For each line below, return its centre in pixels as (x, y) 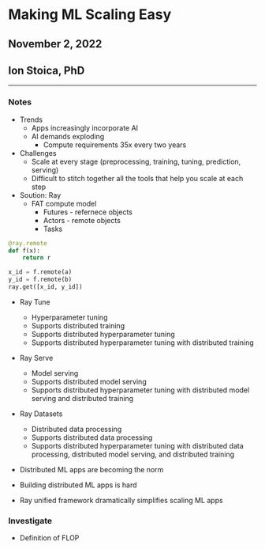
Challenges (38, 153)
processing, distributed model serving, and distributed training (133, 454)
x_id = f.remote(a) (40, 272)
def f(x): (24, 251)
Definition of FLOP (49, 538)
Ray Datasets (41, 414)
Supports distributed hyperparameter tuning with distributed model (140, 390)
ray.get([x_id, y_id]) (45, 287)
